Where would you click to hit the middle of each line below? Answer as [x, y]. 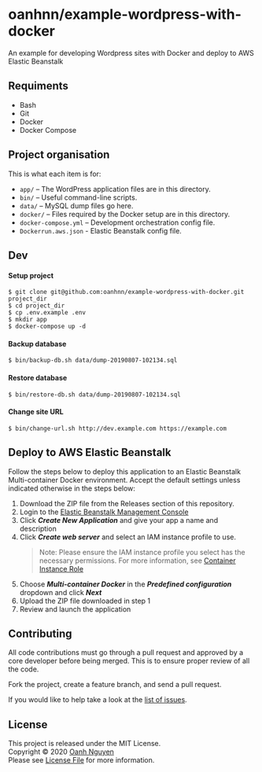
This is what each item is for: [55, 174]
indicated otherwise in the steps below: [72, 488]
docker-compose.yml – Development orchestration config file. [117, 222]
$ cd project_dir [37, 306]
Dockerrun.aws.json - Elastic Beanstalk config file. [101, 230]
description [38, 528]
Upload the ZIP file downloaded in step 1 [85, 601]
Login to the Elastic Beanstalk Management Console [104, 512]
